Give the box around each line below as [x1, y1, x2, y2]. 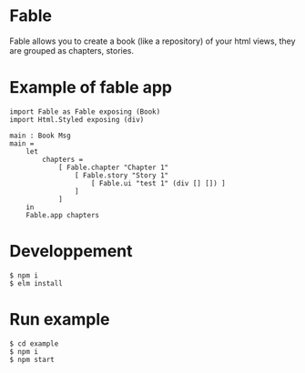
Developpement [9, 241, 134, 262]
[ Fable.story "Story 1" [74, 170, 169, 180]
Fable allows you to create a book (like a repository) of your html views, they [9, 35, 296, 46]
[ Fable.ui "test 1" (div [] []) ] [90, 178, 226, 187]
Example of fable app [9, 77, 173, 98]
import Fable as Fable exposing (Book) [9, 106, 161, 116]
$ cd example [9, 338, 59, 348]
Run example [9, 309, 110, 329]
